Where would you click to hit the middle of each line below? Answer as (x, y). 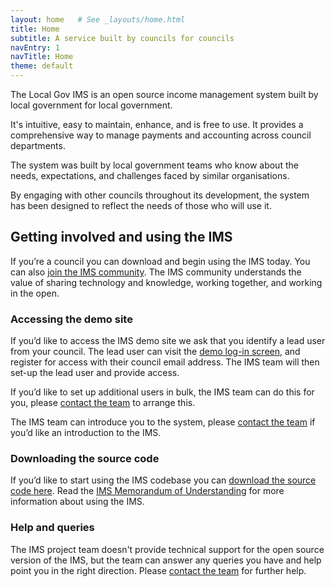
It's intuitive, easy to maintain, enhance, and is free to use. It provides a (157, 124)
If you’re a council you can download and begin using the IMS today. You (160, 261)
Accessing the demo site (71, 319)
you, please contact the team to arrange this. (103, 403)
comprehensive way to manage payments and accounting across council (161, 135)
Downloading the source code (85, 459)
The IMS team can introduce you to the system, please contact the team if (163, 422)
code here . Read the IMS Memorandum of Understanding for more (147, 491)
